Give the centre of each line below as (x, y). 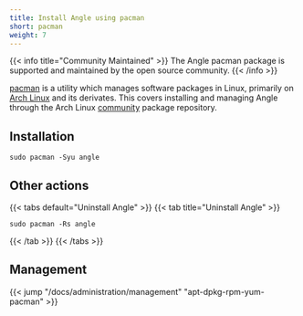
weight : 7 (28, 35)
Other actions (49, 185)
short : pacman (37, 26)
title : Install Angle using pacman (77, 18)
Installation (42, 137)
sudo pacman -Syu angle (55, 158)
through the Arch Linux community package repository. (113, 108)
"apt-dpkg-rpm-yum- (224, 291)
